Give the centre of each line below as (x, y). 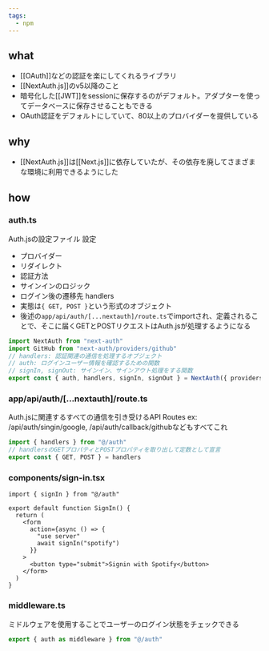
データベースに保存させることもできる (90, 106)
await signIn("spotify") (78, 544)
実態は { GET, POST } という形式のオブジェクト (96, 306)
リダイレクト (41, 266)
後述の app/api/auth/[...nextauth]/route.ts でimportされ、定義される (136, 315)
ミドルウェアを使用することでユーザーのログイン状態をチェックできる (124, 624)
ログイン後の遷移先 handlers (67, 295)
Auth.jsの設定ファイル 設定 (52, 239)
